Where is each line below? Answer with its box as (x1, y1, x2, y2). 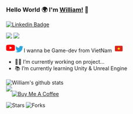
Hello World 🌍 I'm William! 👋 (6, 5, 89, 13)
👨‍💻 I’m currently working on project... (14, 58, 105, 65)
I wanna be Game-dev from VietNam (23, 47, 112, 54)
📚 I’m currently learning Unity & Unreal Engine (14, 65, 128, 72)
